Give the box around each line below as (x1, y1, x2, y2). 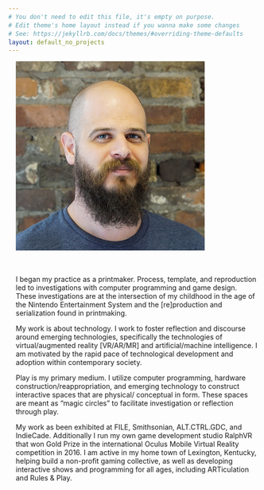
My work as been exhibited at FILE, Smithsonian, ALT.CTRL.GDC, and (15, 422, 243, 432)
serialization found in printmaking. (15, 308, 127, 318)
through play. (15, 407, 60, 417)
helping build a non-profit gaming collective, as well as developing (15, 457, 233, 466)
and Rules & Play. (15, 473, 73, 483)
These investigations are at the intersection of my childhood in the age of (15, 292, 256, 301)
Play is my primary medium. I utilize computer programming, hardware (15, 373, 247, 382)
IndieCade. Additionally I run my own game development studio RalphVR (15, 431, 253, 441)
